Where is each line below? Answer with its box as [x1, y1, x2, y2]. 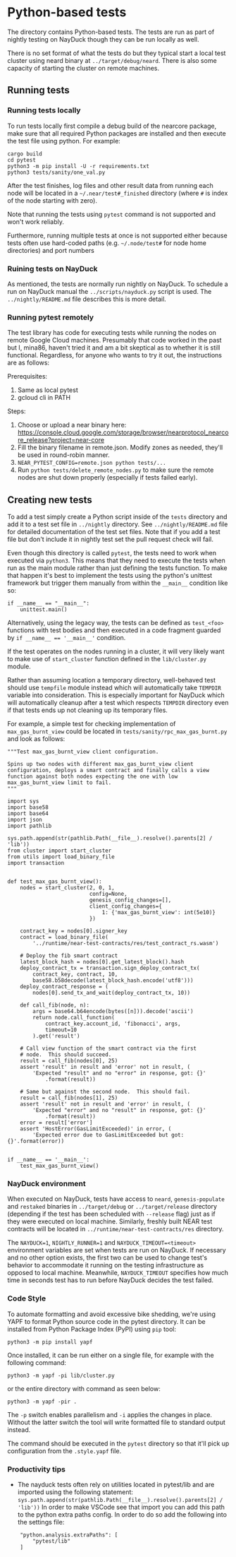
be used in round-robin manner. [17, 451, 111, 459]
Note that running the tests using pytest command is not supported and [7, 210, 216, 218]
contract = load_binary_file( [20, 934, 109, 941]
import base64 [7, 810, 49, 817]
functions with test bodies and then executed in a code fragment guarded [7, 626, 221, 634]
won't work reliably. [7, 217, 65, 226]
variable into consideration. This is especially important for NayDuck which [7, 691, 225, 699]
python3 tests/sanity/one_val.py [7, 169, 106, 176]
